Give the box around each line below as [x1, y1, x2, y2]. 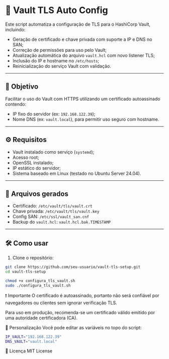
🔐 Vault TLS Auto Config [5, 5, 108, 16]
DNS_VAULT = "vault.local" [5, 339, 57, 344]
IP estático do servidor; [12, 165, 61, 171]
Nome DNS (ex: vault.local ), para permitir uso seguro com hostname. [12, 116, 159, 122]
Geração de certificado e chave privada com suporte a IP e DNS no [12, 36, 152, 42]
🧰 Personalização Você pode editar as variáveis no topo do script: [5, 324, 142, 330]
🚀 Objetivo [5, 83, 39, 91]
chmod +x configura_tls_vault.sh [5, 278, 75, 283]
